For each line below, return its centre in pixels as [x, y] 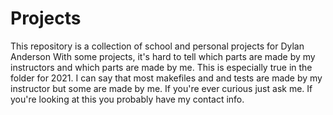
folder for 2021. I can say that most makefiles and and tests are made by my [166, 78]
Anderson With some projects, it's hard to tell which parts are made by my [163, 56]
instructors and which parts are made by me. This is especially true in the [161, 67]
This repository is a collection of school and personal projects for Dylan [157, 46]
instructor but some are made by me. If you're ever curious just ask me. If [161, 88]
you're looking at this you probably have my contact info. [127, 99]
